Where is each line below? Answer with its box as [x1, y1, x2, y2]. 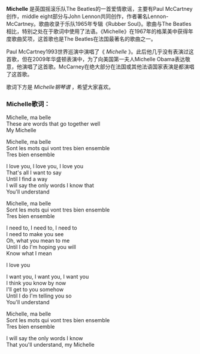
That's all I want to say [6, 169, 62, 176]
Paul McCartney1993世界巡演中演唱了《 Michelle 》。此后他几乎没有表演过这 [6, 48, 195, 55]
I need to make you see [6, 231, 64, 238]
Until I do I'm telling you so [6, 292, 72, 299]
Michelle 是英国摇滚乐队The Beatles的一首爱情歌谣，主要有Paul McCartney [6, 5, 193, 12]
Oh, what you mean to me [6, 237, 70, 245]
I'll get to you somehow [6, 286, 64, 293]
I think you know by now [6, 279, 66, 287]
